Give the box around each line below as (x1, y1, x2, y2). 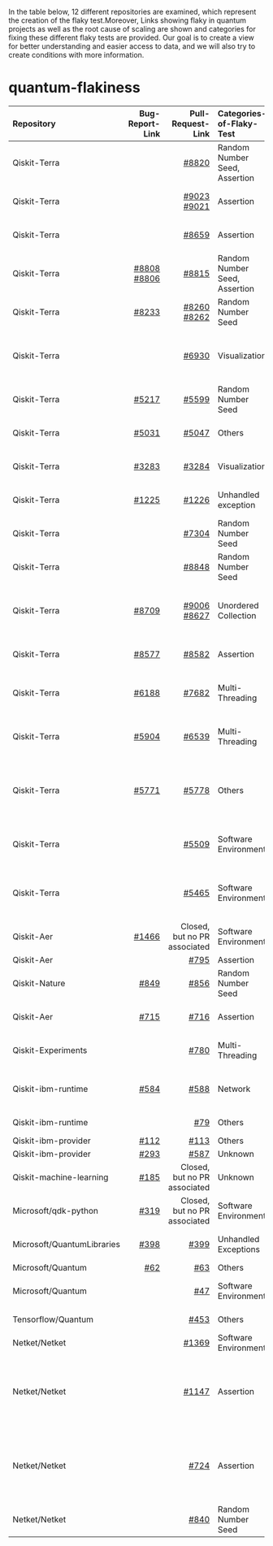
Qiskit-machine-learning (12, 1171, 109, 1183)
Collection (218, 609, 257, 621)
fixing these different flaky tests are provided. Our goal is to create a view (8, 32, 254, 42)
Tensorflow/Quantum (12, 1314, 93, 1325)
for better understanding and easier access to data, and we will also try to (8, 41, 256, 51)
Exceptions (218, 1243, 260, 1254)
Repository (12, 118, 56, 129)
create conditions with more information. (8, 50, 145, 59)
